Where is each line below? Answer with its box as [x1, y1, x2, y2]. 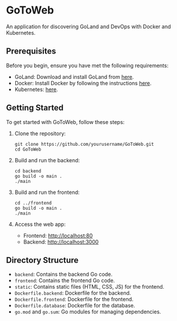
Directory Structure [6, 255, 79, 265]
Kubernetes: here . [14, 86, 59, 93]
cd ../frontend [14, 200, 52, 206]
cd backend [14, 168, 42, 174]
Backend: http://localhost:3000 [23, 238, 99, 245]
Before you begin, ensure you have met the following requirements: [6, 62, 169, 69]
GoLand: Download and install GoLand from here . [14, 73, 134, 80]
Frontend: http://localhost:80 [23, 232, 93, 239]
